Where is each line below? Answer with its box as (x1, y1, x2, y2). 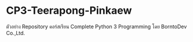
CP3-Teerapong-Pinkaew (6, 4, 132, 17)
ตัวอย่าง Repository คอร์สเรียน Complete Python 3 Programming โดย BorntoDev (6, 23, 187, 30)
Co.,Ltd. (6, 29, 25, 36)
